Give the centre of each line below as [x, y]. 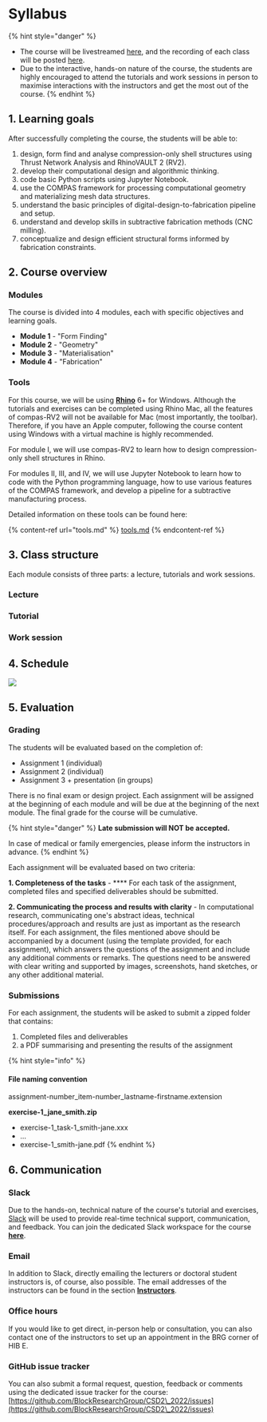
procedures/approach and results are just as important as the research [124, 924]
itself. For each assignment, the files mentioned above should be [114, 932]
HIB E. [18, 1345]
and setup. [37, 213]
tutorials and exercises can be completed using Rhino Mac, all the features [131, 408]
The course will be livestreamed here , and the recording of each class [135, 51]
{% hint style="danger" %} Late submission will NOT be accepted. [119, 828]
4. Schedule [39, 663]
